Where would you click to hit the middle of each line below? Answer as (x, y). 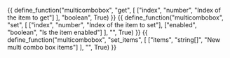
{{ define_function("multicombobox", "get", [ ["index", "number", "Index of (114, 10)
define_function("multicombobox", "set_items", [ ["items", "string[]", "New (114, 40)
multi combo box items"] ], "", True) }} (62, 47)
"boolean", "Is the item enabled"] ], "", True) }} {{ (77, 32)
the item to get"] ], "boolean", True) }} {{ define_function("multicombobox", (116, 17)
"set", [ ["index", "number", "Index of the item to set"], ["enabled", (102, 25)
